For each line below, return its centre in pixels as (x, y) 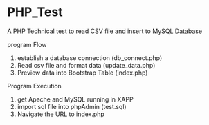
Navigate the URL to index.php (61, 114)
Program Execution (35, 86)
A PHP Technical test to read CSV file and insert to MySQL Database (105, 31)
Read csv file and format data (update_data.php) (86, 65)
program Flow (27, 44)
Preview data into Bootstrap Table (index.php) (82, 73)
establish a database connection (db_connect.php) (90, 58)
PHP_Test (35, 12)
